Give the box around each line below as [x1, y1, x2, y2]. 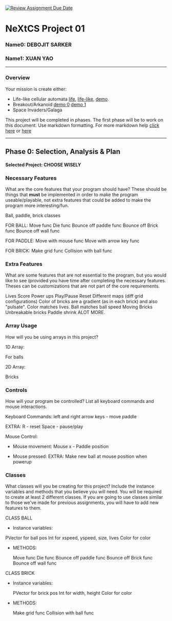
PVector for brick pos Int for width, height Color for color [12, 590, 132, 596]
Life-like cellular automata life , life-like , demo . [12, 95, 109, 102]
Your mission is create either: [5, 86, 67, 92]
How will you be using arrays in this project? [5, 334, 99, 340]
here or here [5, 127, 32, 133]
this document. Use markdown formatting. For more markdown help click [5, 122, 160, 128]
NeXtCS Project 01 [5, 23, 85, 34]
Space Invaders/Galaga [12, 107, 62, 113]
